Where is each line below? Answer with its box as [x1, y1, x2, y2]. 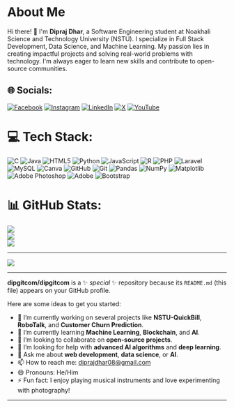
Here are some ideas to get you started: [7, 299, 122, 308]
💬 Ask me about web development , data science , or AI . [17, 350, 179, 358]
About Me [7, 4, 65, 20]
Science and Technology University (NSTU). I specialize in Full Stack [7, 34, 204, 43]
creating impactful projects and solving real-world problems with [7, 50, 193, 58]
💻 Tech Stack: [7, 128, 93, 144]
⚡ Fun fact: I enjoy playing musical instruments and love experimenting [17, 376, 221, 384]
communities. [29, 64, 68, 73]
